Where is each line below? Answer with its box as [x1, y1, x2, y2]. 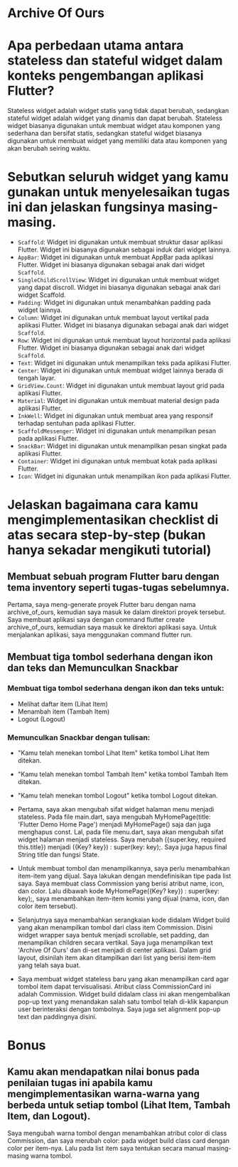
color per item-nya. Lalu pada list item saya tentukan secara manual [7, 1144, 206, 1153]
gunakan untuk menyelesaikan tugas [7, 184, 230, 200]
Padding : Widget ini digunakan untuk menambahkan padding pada [17, 299, 211, 307]
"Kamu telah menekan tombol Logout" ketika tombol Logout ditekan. [17, 791, 218, 800]
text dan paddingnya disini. [17, 1013, 97, 1021]
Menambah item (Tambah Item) [17, 707, 110, 716]
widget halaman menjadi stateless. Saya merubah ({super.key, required [17, 835, 226, 844]
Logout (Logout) [17, 714, 66, 723]
